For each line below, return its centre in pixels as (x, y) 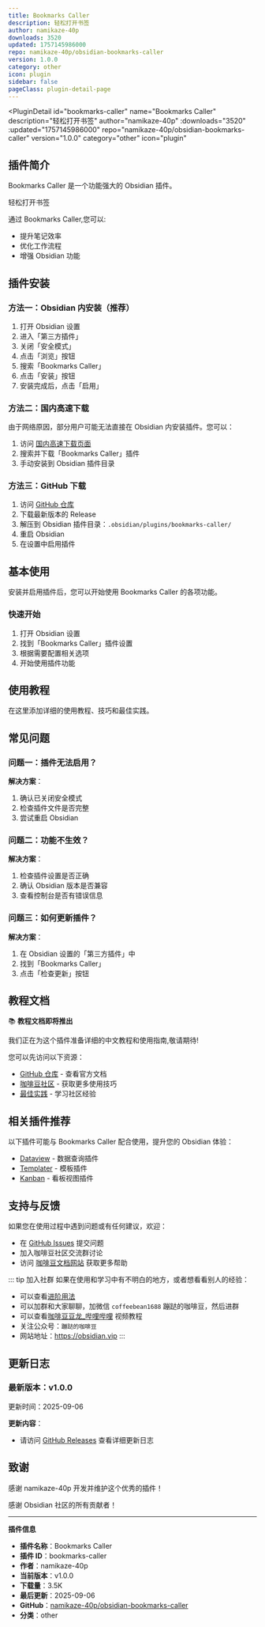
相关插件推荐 (39, 1121)
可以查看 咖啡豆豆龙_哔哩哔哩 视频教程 (81, 1316)
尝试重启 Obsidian (49, 818)
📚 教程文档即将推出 (41, 1021)
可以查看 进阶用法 (47, 1296)
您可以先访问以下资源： (46, 1058)
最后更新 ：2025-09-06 (57, 1595)
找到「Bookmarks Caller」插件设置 (76, 643)
